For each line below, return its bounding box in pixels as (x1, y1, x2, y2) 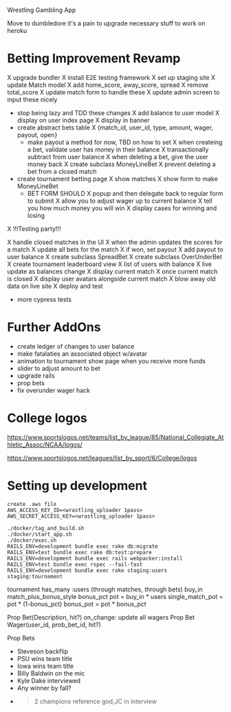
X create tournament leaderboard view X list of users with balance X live (7, 260, 212, 268)
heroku (7, 27, 27, 34)
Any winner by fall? (16, 684, 71, 692)
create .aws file (7, 500, 57, 507)
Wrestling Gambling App (7, 6, 76, 14)
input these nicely (7, 95, 58, 103)
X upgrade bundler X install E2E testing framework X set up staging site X (7, 73, 216, 81)
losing (27, 211, 45, 219)
